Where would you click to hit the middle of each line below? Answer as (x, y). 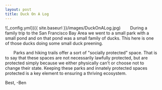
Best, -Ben (16, 82)
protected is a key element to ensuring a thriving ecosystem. (66, 73)
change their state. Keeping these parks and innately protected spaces (76, 68)
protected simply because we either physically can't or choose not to (75, 63)
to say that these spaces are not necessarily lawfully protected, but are (76, 58)
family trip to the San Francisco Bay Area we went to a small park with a (77, 33)
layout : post (18, 9)
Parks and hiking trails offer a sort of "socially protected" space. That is (85, 52)
